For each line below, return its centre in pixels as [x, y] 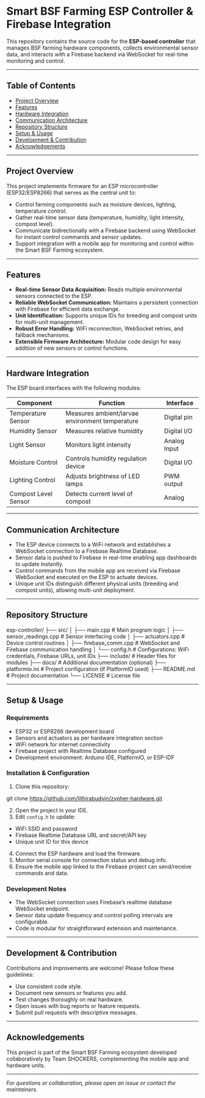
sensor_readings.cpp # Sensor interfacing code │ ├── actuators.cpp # [95, 636]
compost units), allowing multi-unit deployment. [75, 590]
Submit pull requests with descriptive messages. [76, 1012]
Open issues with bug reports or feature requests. [78, 1005]
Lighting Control [33, 480]
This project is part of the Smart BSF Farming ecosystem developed [92, 1052]
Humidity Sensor [33, 431]
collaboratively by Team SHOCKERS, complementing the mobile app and [98, 1059]
